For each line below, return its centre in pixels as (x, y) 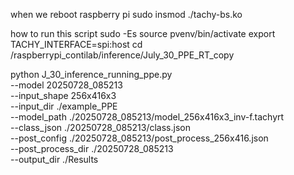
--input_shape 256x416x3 (63, 95)
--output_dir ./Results (54, 159)
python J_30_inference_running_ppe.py (91, 74)
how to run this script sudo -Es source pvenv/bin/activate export (143, 33)
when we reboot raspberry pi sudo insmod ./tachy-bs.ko (126, 14)
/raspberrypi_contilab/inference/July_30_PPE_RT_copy (122, 55)
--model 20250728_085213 (66, 85)
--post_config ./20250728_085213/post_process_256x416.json (139, 138)
